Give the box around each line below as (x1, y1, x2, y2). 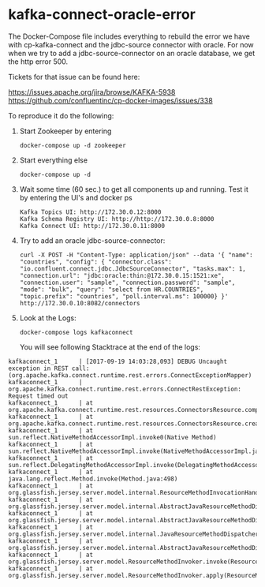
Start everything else (19, 155, 88, 165)
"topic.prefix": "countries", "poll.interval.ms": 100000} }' (19, 292, 229, 301)
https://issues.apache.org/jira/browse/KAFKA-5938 (8, 87, 176, 96)
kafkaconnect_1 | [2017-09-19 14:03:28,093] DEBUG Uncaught (8, 357, 227, 365)
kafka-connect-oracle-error (8, 6, 196, 24)
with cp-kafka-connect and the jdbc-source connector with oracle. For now (8, 39, 254, 49)
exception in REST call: (8, 365, 90, 372)
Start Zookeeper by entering (19, 126, 112, 136)
